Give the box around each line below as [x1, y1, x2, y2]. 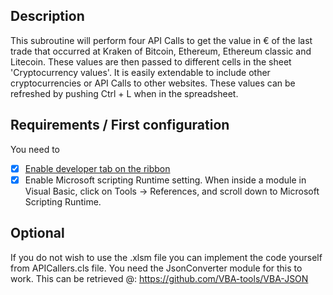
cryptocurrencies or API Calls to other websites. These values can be [10, 77, 296, 89]
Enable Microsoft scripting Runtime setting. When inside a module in [24, 174, 307, 186]
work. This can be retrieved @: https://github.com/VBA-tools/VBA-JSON [10, 272, 309, 284]
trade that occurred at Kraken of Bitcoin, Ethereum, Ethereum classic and [10, 45, 312, 57]
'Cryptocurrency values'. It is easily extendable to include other [10, 66, 271, 78]
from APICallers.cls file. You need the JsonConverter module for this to [10, 262, 303, 274]
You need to [10, 143, 60, 155]
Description [10, 8, 85, 25]
